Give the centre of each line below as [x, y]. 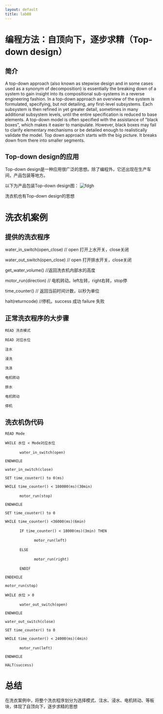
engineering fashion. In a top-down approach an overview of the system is [80, 99]
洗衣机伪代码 [24, 422]
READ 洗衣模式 [18, 331]
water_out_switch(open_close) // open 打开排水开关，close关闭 [68, 260]
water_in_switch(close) [29, 469]
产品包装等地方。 [30, 175]
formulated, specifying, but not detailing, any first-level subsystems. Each [79, 104]
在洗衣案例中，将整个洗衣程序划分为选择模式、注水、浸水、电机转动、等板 [80, 700]
